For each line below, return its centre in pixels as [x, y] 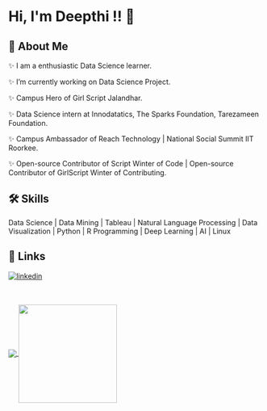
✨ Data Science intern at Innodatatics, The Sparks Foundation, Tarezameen [134, 114]
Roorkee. [23, 148]
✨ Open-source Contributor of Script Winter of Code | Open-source [121, 164]
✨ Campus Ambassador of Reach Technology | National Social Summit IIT [131, 139]
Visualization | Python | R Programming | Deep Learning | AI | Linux [120, 231]
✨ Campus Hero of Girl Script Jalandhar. [75, 98]
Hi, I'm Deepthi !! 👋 [72, 17]
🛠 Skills [29, 199]
